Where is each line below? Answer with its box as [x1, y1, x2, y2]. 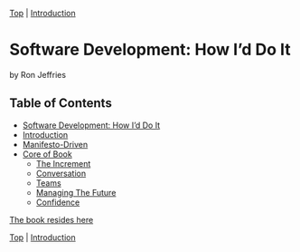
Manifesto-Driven [22, 139, 89, 150]
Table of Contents [9, 95, 113, 111]
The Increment [35, 158, 91, 169]
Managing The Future [35, 187, 117, 198]
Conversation [35, 168, 87, 179]
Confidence [35, 197, 80, 208]
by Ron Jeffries [9, 69, 66, 80]
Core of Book [22, 149, 72, 160]
